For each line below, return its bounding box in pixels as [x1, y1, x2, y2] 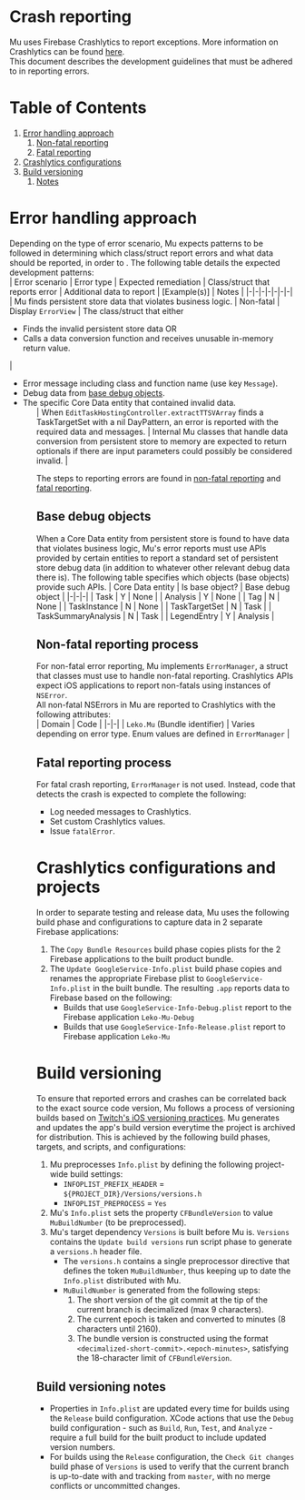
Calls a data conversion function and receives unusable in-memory [22, 332, 274, 343]
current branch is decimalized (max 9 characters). [76, 1304, 264, 1315]
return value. [22, 342, 71, 353]
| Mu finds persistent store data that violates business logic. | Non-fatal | [9, 296, 280, 307]
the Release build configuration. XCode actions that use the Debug [49, 1413, 294, 1424]
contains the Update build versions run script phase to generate [49, 1236, 292, 1248]
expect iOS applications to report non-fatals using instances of [35, 680, 271, 691]
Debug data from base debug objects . [22, 387, 165, 398]
